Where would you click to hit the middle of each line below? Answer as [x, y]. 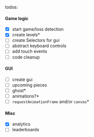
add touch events [29, 52]
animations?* [26, 96]
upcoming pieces [29, 85]
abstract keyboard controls [39, 46]
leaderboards [26, 130]
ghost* [19, 90]
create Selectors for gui [36, 40]
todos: [11, 7]
